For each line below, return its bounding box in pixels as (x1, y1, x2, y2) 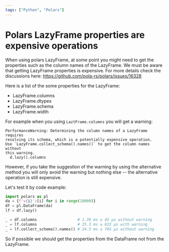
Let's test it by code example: (5, 184, 67, 190)
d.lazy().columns (10, 155, 46, 160)
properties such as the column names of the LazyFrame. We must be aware (5, 62, 163, 68)
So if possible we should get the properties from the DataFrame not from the (5, 236, 164, 242)
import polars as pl (5, 194, 49, 199)
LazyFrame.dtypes (12, 98, 52, 104)
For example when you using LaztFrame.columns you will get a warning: (5, 118, 153, 124)
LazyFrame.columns (12, 92, 55, 99)
